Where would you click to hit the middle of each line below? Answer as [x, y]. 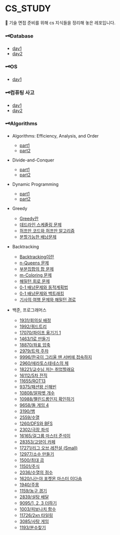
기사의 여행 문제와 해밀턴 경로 [48, 300]
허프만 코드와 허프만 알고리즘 [47, 231]
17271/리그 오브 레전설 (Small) [48, 448]
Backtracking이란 [37, 257]
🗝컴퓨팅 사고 [20, 93]
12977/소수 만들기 [37, 454]
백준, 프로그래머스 [29, 310]
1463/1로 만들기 [35, 339]
